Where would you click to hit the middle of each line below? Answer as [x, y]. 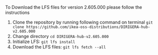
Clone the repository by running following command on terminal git [83, 22]
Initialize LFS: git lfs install [44, 41]
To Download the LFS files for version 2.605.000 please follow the [74, 7]
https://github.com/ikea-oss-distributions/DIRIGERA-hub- [88, 27]
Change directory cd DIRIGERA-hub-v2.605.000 [61, 36]
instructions [18, 12]
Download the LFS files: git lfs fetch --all [59, 47]
